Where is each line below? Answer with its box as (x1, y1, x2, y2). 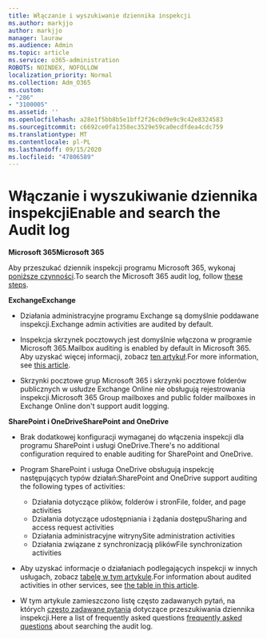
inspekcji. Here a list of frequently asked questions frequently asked (19, 613, 242, 623)
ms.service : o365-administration (8, 57, 120, 65)
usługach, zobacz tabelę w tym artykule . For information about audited (19, 572, 252, 581)
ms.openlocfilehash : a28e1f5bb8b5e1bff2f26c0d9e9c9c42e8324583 (8, 116, 224, 124)
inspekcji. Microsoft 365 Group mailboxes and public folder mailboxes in (19, 393, 256, 403)
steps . (8, 280, 30, 290)
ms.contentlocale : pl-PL (8, 137, 91, 146)
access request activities (31, 522, 114, 532)
